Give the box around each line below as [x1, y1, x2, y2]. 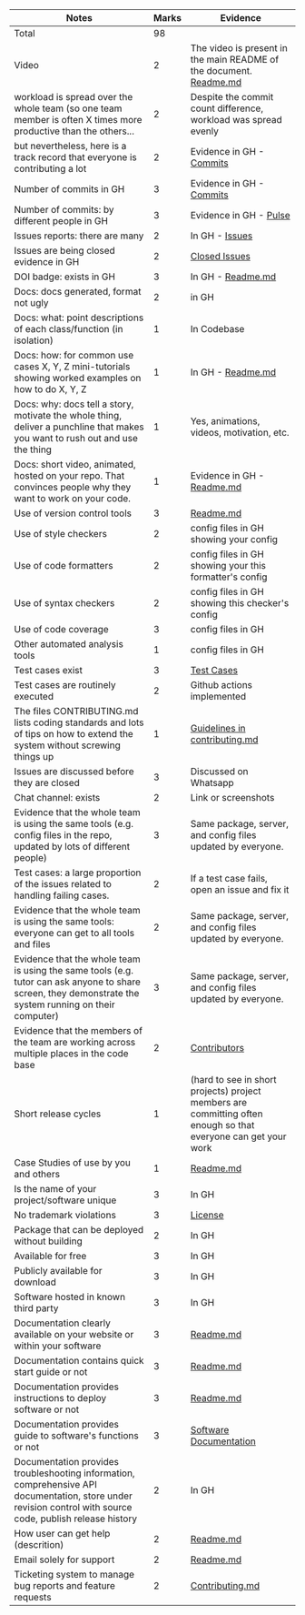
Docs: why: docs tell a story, [14, 398, 134, 410]
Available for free [14, 1250, 87, 1262]
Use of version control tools [14, 507, 133, 520]
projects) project [190, 1085, 261, 1097]
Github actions [190, 679, 252, 691]
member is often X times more [14, 114, 143, 126]
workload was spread [190, 114, 283, 126]
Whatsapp [190, 777, 234, 789]
